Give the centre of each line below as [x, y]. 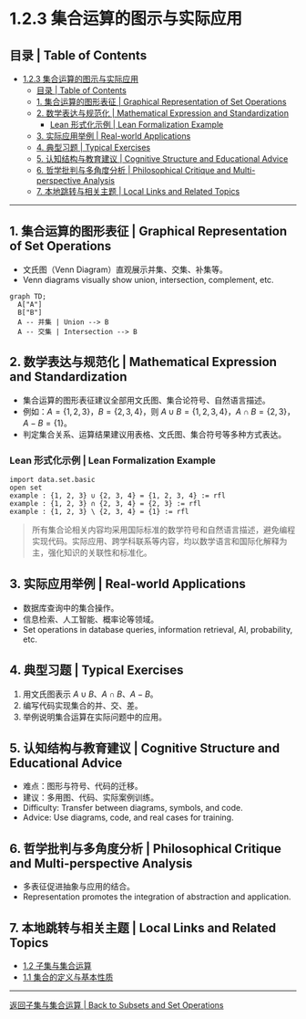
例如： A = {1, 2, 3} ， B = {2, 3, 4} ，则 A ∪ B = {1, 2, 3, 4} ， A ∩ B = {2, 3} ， [159, 411]
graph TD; [28, 296]
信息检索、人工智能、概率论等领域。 [91, 619]
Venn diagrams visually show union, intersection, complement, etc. [148, 279]
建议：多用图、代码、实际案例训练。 [91, 798]
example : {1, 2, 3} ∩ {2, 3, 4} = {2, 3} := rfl [106, 503]
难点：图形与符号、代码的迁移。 [82, 786]
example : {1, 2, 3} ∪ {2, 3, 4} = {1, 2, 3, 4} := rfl [117, 495]
